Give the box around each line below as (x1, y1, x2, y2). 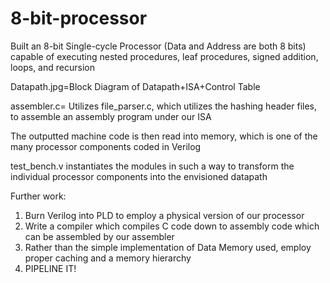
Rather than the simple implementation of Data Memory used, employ (24, 241, 312, 253)
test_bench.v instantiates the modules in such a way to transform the (10, 160, 295, 172)
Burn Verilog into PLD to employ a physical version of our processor (24, 209, 305, 221)
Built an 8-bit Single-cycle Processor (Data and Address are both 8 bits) (10, 40, 307, 52)
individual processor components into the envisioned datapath (10, 170, 268, 182)
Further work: (10, 190, 67, 202)
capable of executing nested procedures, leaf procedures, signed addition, (10, 50, 319, 62)
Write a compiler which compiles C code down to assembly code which (24, 220, 320, 232)
